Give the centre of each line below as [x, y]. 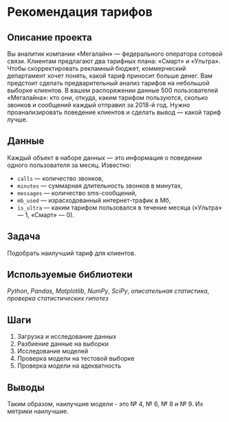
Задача [24, 237]
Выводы [26, 387]
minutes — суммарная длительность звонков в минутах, [100, 186]
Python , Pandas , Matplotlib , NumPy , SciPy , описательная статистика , [108, 291]
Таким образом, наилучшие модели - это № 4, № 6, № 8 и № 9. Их [105, 404]
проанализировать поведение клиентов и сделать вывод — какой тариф [114, 112]
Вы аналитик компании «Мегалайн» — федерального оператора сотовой [115, 54]
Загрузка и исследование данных [67, 337]
